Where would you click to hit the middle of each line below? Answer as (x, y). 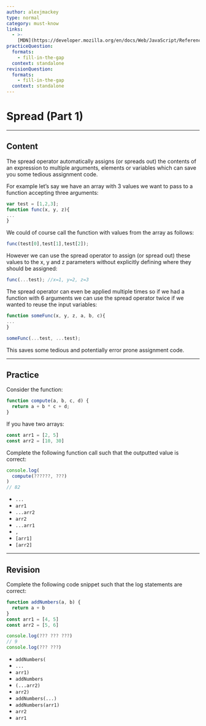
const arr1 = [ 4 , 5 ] (33, 619)
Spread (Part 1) (45, 116)
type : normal (23, 18)
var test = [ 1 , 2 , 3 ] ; (33, 204)
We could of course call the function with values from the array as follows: (100, 233)
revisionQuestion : (30, 69)
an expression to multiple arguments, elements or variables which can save (101, 168)
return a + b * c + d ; (41, 407)
